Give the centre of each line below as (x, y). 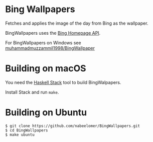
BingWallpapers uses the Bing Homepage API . (53, 33)
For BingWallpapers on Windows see (43, 43)
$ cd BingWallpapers (27, 130)
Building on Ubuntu (46, 113)
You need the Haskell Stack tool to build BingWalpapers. (63, 82)
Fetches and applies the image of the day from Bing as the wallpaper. (77, 23)
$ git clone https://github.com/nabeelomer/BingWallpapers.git (73, 126)
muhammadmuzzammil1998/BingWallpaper (50, 48)
